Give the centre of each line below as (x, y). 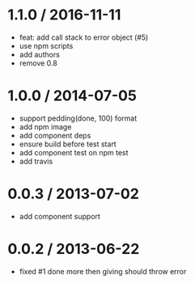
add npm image (45, 126)
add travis (36, 161)
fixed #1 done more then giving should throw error (103, 271)
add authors (39, 54)
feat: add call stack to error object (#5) (84, 37)
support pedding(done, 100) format (78, 118)
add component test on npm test (74, 152)
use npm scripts (46, 45)
